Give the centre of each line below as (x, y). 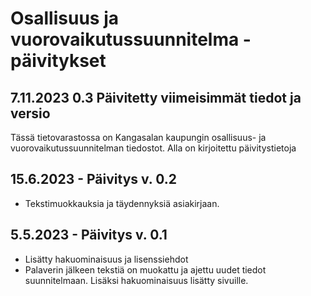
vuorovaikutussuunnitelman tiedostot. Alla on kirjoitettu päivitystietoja (153, 148)
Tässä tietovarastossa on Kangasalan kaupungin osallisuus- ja (138, 137)
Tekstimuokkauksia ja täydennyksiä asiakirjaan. (122, 203)
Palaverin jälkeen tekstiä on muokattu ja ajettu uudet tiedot (145, 269)
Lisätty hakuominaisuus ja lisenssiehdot (106, 259)
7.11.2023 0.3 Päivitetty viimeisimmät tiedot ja (156, 97)
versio (30, 113)
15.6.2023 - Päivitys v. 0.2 (93, 179)
